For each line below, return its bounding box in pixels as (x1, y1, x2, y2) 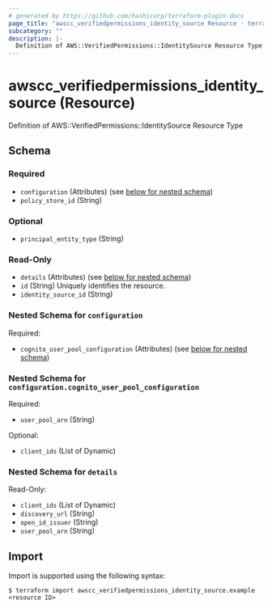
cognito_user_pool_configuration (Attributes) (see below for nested (19, 344, 248, 353)
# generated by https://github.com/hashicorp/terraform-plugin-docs (8, 11, 244, 20)
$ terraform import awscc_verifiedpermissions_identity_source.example (8, 587, 255, 595)
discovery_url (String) (19, 509, 96, 518)
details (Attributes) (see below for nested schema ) (19, 272, 192, 282)
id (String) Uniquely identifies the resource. (19, 281, 166, 291)
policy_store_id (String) (19, 195, 103, 205)
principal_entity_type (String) (19, 234, 124, 243)
